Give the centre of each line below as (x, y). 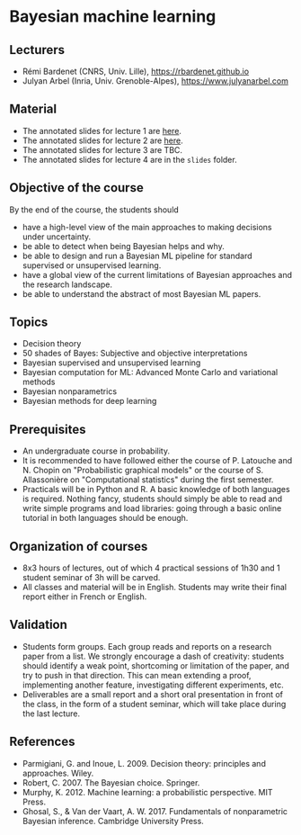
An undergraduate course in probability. (96, 451)
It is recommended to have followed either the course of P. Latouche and (157, 461)
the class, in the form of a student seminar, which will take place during (154, 704)
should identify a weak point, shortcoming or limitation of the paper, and (156, 665)
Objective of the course (76, 188)
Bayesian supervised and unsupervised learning (111, 363)
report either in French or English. (84, 597)
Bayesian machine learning (113, 17)
